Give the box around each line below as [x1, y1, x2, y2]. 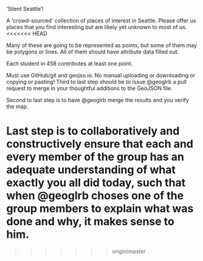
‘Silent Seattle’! [6, 5, 44, 12]
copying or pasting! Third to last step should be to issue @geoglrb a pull [6, 78, 187, 85]
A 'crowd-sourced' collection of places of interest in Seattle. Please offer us [6, 17, 196, 24]
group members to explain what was [6, 202, 194, 215]
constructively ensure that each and [6, 137, 193, 151]
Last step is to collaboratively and [6, 124, 180, 138]
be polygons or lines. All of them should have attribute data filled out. [6, 48, 179, 55]
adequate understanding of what [6, 163, 176, 177]
